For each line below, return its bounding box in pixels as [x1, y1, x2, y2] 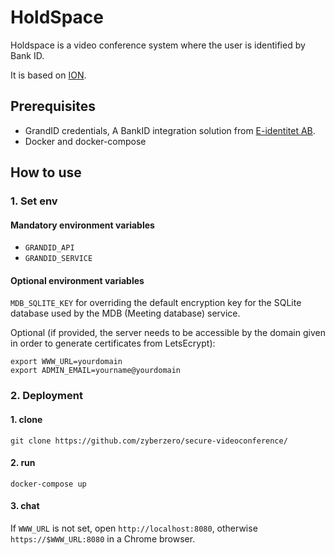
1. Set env [10, 194, 58, 208]
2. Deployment [10, 389, 83, 403]
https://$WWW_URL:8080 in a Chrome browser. [10, 533, 196, 545]
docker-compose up [10, 479, 87, 489]
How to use [10, 164, 82, 181]
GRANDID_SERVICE [24, 254, 93, 264]
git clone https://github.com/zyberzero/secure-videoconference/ [10, 436, 288, 446]
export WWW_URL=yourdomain [10, 357, 123, 367]
